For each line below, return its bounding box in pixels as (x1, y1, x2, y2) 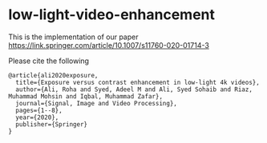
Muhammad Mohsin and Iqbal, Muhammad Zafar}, (8, 92, 163, 101)
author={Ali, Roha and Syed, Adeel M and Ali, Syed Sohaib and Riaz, (15, 85, 253, 93)
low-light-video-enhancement (8, 6, 215, 24)
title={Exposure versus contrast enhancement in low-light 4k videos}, (15, 78, 261, 86)
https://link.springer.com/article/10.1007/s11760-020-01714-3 (8, 40, 210, 50)
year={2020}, (15, 113, 59, 121)
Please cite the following (8, 56, 90, 66)
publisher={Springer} (15, 120, 88, 129)
